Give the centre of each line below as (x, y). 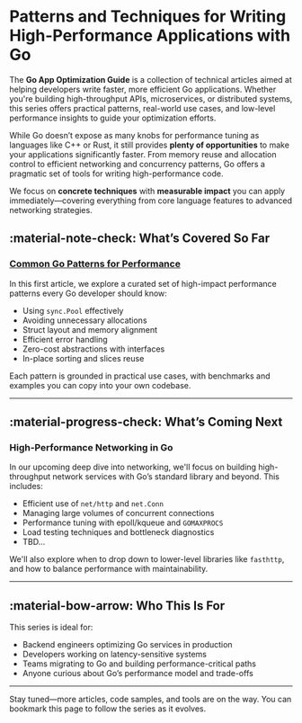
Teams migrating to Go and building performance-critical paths (139, 664)
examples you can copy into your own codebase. (100, 385)
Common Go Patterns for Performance (95, 264)
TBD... (34, 542)
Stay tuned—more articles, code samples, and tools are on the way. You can (151, 700)
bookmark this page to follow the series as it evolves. (108, 709)
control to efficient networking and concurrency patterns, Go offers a (137, 164)
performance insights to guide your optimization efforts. (113, 118)
